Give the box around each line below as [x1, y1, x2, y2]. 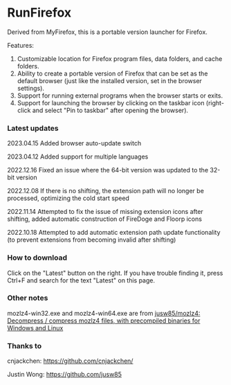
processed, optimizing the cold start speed [7, 194, 130, 202]
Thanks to [7, 341, 42, 350]
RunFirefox [7, 5, 72, 21]
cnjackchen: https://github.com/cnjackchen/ [7, 357, 133, 365]
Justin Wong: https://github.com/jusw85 [7, 370, 122, 379]
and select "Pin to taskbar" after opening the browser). [32, 106, 189, 114]
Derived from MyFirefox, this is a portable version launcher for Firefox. [7, 28, 207, 36]
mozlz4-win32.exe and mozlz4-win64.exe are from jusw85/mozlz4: [7, 309, 201, 317]
